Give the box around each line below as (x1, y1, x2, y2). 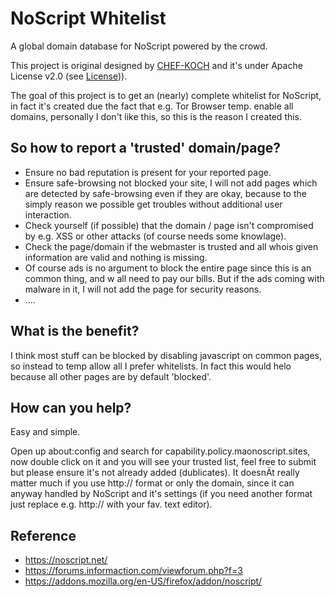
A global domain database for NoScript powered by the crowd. (10, 40, 268, 52)
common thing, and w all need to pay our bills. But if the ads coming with (24, 272, 325, 284)
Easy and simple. (10, 426, 81, 438)
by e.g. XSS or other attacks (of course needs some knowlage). (24, 230, 287, 242)
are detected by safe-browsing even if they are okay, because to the (24, 187, 307, 199)
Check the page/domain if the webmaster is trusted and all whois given (24, 240, 319, 252)
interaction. (24, 208, 72, 221)
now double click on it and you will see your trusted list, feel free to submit (10, 456, 317, 468)
